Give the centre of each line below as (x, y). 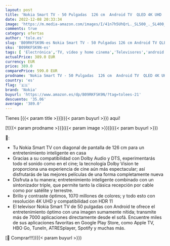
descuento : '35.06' (26, 99)
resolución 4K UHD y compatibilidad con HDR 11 (62, 201)
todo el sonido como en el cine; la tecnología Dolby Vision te (76, 164)
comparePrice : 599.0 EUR (31, 71)
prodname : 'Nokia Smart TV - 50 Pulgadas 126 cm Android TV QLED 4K (82, 76)
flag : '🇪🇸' (18, 85)
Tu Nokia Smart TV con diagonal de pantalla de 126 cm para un (78, 147)
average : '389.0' (24, 104)
